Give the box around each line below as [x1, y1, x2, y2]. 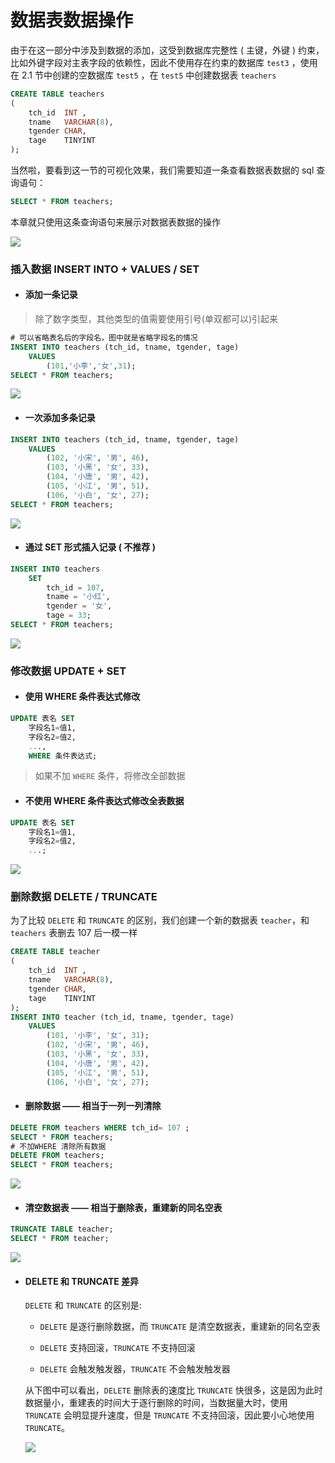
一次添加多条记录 [24, 412, 96, 424]
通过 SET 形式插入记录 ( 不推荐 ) [24, 541, 156, 553]
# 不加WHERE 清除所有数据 [10, 1141, 107, 1151]
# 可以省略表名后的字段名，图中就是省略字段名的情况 [10, 333, 198, 343]
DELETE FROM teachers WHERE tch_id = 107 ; [10, 1122, 190, 1133]
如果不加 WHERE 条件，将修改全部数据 [34, 770, 186, 782]
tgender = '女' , [46, 601, 113, 611]
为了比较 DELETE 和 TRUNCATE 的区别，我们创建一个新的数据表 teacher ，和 [10, 914, 310, 926]
